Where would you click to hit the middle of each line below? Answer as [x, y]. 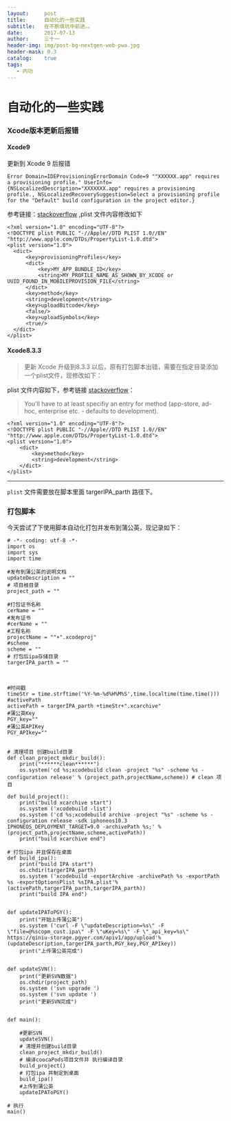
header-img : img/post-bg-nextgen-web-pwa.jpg [73, 45]
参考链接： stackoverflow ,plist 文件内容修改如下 [75, 214]
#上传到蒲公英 [36, 1087]
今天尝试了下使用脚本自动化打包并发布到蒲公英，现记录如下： [95, 527]
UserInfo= [98, 182]
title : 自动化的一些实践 [46, 20]
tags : [15, 65]
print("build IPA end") [54, 895]
